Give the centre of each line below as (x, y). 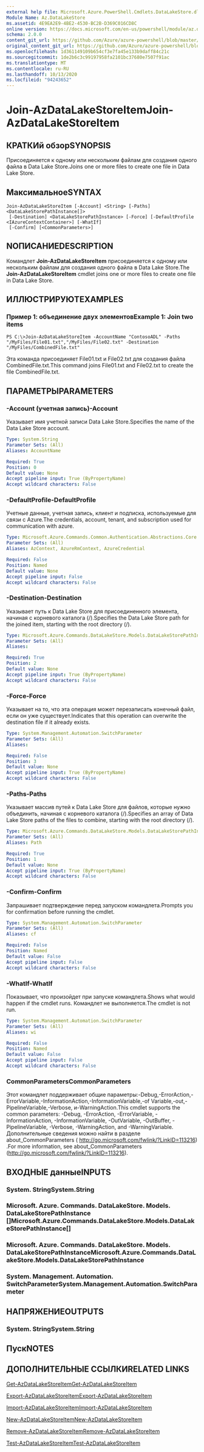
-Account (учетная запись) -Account (62, 408)
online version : (27, 29)
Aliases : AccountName (34, 451)
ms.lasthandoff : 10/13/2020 (42, 74)
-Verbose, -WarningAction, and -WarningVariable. (111, 1127)
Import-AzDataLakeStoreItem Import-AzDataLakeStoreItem (79, 1408)
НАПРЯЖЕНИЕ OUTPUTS (55, 1312)
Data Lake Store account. (38, 428)
